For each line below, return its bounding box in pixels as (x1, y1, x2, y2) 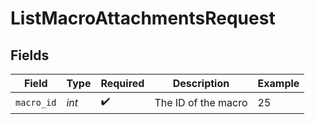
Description (172, 77, 230, 90)
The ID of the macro (154, 95, 248, 109)
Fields (10, 47, 50, 64)
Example (257, 77, 300, 90)
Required (100, 77, 145, 90)
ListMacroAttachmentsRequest (10, 7, 276, 30)
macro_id (15, 97, 57, 108)
